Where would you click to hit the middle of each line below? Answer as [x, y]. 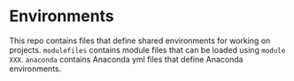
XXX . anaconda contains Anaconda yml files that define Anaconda [126, 59]
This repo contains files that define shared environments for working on [140, 40]
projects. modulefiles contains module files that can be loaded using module [147, 49]
